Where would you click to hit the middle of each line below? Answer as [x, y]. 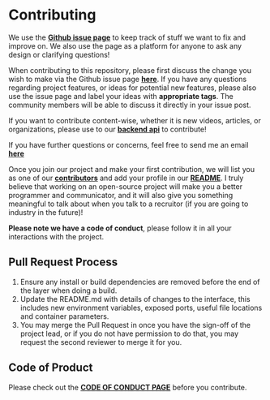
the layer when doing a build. [69, 290]
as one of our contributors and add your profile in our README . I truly [126, 178]
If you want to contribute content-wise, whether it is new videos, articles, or [135, 120]
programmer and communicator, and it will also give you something [121, 195]
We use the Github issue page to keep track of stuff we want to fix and [127, 37]
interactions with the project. [56, 236]
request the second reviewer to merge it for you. [101, 342]
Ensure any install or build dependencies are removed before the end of [140, 282]
